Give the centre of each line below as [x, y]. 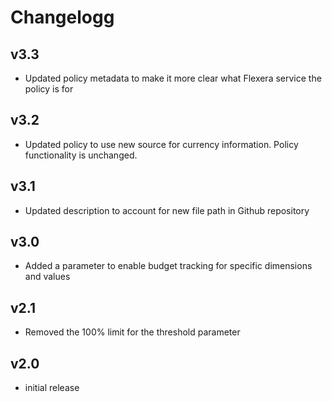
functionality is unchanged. [81, 155]
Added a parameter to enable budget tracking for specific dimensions [168, 266]
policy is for [49, 89]
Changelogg [62, 17]
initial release [52, 388]
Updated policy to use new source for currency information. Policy [161, 144]
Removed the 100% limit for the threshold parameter [132, 332]
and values [47, 277]
